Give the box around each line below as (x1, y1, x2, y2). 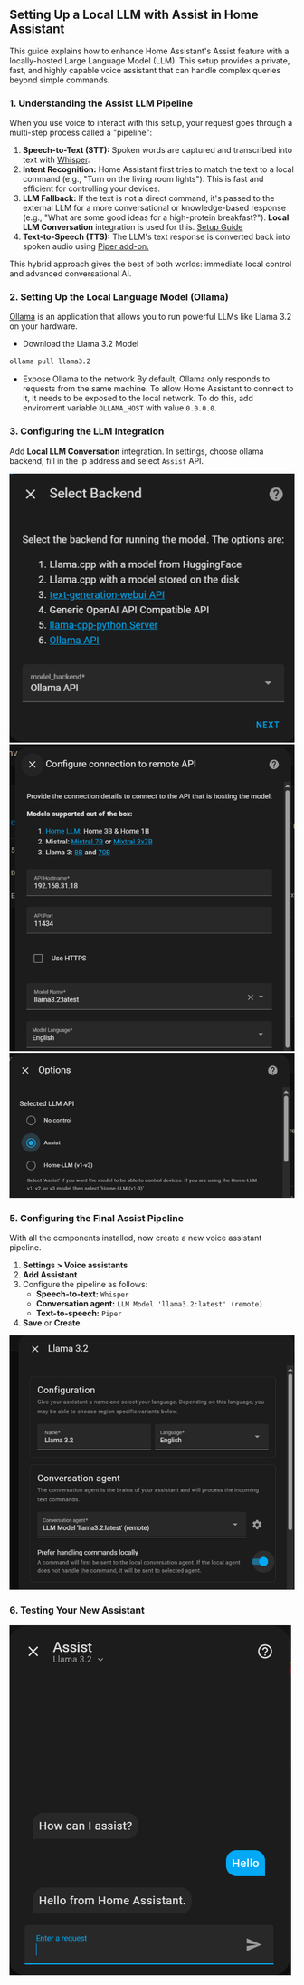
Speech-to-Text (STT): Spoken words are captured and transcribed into (22, 145, 292, 156)
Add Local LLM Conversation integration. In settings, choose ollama (9, 446, 264, 457)
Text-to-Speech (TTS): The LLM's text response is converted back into (22, 231, 290, 243)
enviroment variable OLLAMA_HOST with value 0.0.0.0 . (22, 402, 217, 413)
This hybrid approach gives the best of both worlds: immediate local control (9, 258, 292, 270)
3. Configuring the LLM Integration (9, 425, 165, 438)
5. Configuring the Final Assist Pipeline (9, 1212, 184, 1225)
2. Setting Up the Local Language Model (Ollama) (9, 291, 229, 304)
